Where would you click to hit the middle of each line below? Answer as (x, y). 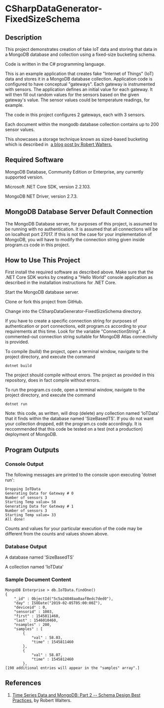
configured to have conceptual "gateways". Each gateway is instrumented (80, 84)
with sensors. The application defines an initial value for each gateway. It (79, 89)
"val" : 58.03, (47, 638)
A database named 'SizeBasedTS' (40, 557)
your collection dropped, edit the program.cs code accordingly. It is (73, 424)
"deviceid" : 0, (31, 607)
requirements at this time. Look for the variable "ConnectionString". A (76, 331)
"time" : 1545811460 (52, 642)
